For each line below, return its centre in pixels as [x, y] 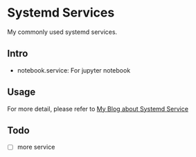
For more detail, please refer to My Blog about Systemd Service [98, 109]
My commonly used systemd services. [62, 32]
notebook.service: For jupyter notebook [74, 70]
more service [36, 147]
